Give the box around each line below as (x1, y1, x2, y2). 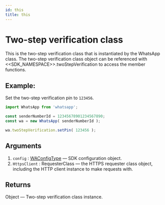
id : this (5, 7, 24, 13)
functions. (5, 67, 26, 73)
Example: (5, 81, 35, 90)
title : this (5, 12, 30, 17)
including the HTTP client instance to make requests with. (12, 166, 133, 172)
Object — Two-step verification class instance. (5, 194, 103, 200)
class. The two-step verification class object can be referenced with (5, 56, 148, 62)
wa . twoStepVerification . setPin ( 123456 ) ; (5, 128, 96, 133)
